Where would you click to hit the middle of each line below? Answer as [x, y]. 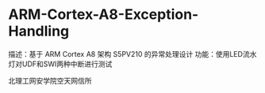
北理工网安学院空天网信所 [50, 80]
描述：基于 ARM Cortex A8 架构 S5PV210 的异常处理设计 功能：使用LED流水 [132, 54]
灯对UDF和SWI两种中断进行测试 [60, 64]
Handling [39, 31]
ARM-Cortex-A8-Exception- [104, 15]
